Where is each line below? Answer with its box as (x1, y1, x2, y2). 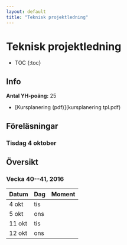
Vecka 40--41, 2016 (6, 174, 64, 183)
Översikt (6, 157, 38, 167)
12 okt (9, 229, 28, 237)
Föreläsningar (6, 121, 58, 131)
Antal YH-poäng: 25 (6, 93, 57, 100)
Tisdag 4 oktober (6, 139, 57, 147)
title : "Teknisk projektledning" (6, 14, 89, 20)
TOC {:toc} (14, 59, 41, 66)
